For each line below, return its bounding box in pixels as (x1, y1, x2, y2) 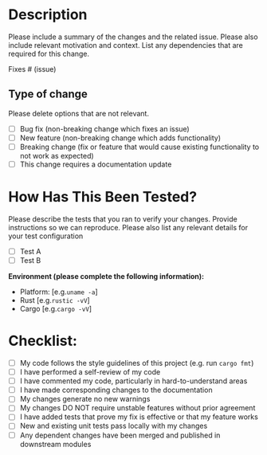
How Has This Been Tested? (8, 188, 198, 206)
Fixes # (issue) (8, 64, 57, 73)
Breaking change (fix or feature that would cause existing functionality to (19, 142, 260, 151)
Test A (19, 246, 41, 256)
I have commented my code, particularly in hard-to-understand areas (19, 376, 248, 386)
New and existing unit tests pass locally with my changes (19, 421, 208, 431)
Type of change (8, 88, 88, 101)
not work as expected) (19, 151, 94, 160)
